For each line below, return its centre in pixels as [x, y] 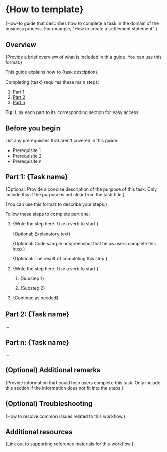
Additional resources [39, 432]
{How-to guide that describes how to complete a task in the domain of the [82, 23]
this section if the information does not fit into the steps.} [64, 388]
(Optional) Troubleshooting [49, 404]
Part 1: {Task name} [37, 177]
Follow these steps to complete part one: [48, 214]
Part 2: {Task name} [37, 314]
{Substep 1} [32, 278]
